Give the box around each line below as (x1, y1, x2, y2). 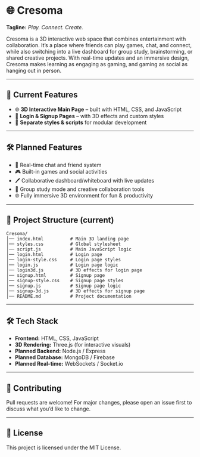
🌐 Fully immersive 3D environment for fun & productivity (14, 192, 154, 199)
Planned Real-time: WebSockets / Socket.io (14, 360, 124, 368)
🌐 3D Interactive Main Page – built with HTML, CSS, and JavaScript (14, 106, 182, 113)
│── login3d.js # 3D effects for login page (6, 267, 143, 273)
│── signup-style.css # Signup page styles (6, 278, 124, 284)
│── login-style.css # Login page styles (6, 257, 121, 263)
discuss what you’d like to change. (6, 405, 91, 412)
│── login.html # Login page (6, 252, 102, 258)
